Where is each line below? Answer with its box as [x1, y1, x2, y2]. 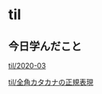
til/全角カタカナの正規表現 [8, 77, 94, 87]
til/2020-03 [8, 61, 46, 70]
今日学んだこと [8, 39, 82, 53]
